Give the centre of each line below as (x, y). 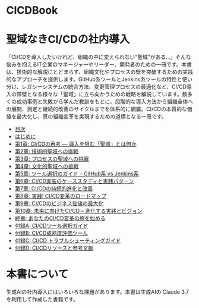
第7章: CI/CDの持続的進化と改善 (54, 188)
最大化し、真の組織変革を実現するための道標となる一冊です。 (92, 117)
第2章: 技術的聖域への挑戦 (47, 152)
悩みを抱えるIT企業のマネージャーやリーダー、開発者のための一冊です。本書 (99, 65)
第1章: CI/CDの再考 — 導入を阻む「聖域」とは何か (75, 144)
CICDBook (32, 10)
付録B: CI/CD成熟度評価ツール (51, 233)
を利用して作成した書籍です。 (42, 299)
